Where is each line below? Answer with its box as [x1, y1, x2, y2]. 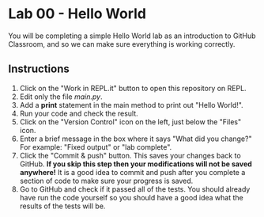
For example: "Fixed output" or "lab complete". [19, 142, 172, 151]
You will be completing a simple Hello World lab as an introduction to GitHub [8, 31, 256, 40]
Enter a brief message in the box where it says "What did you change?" [19, 134, 252, 143]
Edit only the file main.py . [19, 92, 103, 101]
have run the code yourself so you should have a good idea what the [19, 192, 243, 202]
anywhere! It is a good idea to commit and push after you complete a [19, 167, 246, 177]
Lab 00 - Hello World [8, 5, 146, 23]
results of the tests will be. [19, 201, 106, 211]
